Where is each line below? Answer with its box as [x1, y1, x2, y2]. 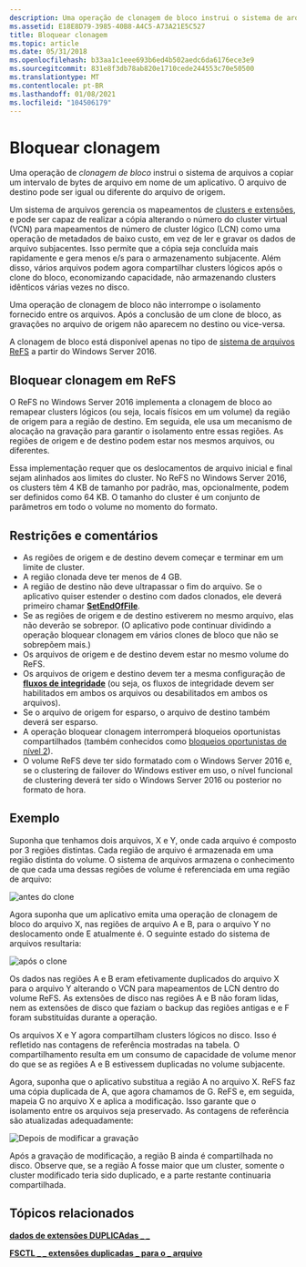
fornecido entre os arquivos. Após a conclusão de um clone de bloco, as [9, 309, 282, 320]
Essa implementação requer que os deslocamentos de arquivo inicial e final [9, 463, 293, 474]
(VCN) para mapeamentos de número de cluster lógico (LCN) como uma [9, 224, 280, 235]
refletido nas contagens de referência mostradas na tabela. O [9, 1039, 240, 1050]
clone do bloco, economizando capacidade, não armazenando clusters [9, 272, 276, 283]
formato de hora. [22, 784, 87, 795]
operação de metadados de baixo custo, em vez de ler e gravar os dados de [9, 233, 296, 244]
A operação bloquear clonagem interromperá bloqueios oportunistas [22, 726, 280, 737]
